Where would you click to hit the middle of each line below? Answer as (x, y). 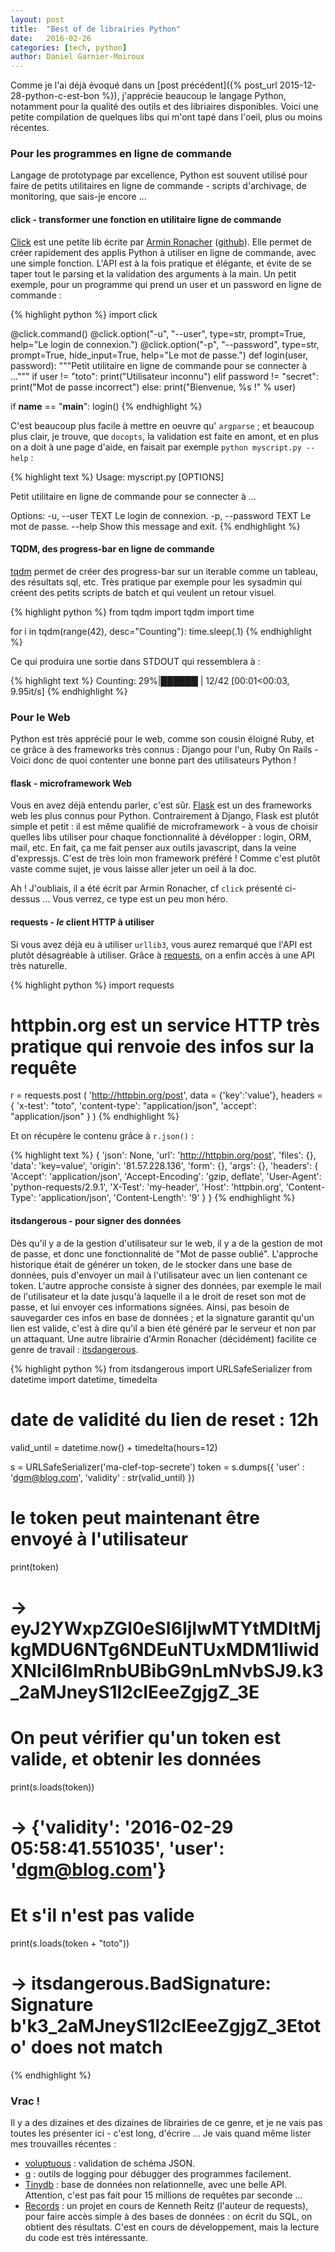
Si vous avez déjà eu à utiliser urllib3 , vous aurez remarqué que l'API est (161, 944)
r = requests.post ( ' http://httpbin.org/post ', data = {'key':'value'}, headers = (166, 1095)
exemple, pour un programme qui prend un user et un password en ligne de (166, 284)
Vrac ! (25, 2101)
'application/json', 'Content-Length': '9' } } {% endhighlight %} (167, 1198)
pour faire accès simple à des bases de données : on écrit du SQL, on (168, 2217)
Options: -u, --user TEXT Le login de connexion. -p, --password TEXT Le (161, 515)
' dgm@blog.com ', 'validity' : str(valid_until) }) (102, 1477)
